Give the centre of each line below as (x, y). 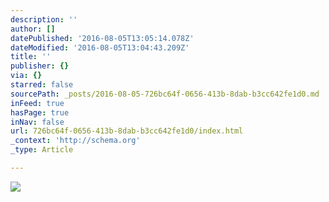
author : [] (33, 29)
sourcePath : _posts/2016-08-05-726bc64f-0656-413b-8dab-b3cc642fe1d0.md (165, 94)
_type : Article (42, 150)
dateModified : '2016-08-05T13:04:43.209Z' (100, 47)
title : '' (31, 57)
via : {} (26, 76)
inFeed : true (37, 103)
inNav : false (37, 122)
